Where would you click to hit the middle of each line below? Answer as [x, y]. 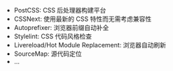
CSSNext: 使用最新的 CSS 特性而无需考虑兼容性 [83, 19]
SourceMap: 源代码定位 [48, 54]
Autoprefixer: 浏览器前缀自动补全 [61, 27]
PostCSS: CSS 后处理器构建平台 [60, 10]
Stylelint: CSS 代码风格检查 [53, 36]
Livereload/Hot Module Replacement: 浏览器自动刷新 [90, 45]
